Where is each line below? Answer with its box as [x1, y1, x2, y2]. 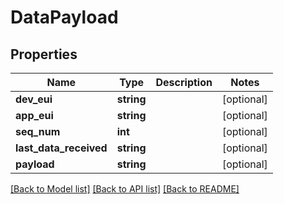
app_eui [15, 109, 54, 122]
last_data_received [15, 141, 108, 155]
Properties [10, 46, 78, 63]
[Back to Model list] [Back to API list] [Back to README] [10, 183, 240, 195]
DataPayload [10, 6, 119, 29]
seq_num [15, 125, 61, 138]
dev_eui [15, 92, 53, 106]
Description [155, 76, 213, 89]
